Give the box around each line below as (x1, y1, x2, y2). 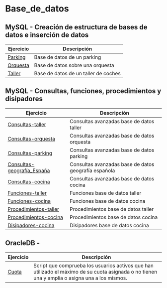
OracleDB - (5, 239, 40, 247)
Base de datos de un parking (34, 54, 101, 60)
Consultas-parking (7, 149, 52, 156)
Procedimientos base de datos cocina (69, 214, 158, 221)
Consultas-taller (7, 121, 46, 128)
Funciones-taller (7, 189, 47, 196)
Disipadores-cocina (7, 222, 55, 229)
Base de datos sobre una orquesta (34, 62, 114, 69)
